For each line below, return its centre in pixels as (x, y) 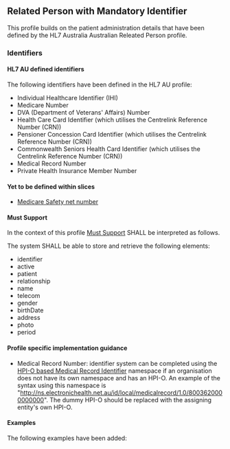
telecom (28, 296)
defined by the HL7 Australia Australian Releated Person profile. (97, 35)
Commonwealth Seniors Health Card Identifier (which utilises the (108, 149)
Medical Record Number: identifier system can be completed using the (117, 363)
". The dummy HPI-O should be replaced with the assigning (127, 400)
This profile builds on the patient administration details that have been (106, 27)
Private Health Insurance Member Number (77, 170)
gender (27, 303)
